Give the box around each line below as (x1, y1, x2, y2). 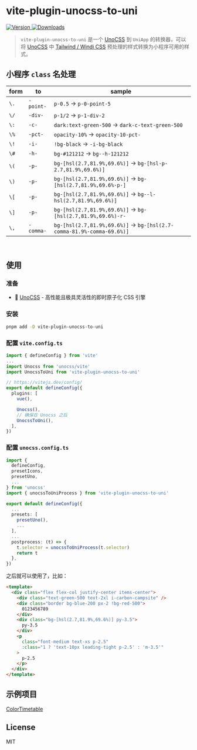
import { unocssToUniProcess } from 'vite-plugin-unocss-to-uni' (6, 490, 169, 496)
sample (110, 87, 132, 95)
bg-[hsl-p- (137, 160, 168, 167)
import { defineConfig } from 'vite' (6, 352, 98, 359)
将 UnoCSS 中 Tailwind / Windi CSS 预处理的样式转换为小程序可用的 (20, 43, 185, 50)
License (6, 722, 36, 732)
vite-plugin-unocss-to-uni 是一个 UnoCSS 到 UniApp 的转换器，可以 (20, 35, 186, 42)
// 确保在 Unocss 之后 (16, 412, 67, 418)
